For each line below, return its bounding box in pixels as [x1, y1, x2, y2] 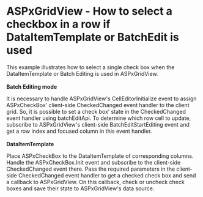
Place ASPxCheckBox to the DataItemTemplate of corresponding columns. [6, 152, 194, 160]
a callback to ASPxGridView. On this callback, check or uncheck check [6, 178, 185, 185]
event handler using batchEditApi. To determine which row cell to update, [6, 114, 191, 122]
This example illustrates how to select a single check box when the [6, 63, 175, 71]
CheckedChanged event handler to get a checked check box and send [18, 171, 196, 179]
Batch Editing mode [6, 83, 57, 90]
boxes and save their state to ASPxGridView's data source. [6, 185, 155, 192]
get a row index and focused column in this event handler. [6, 127, 152, 135]
